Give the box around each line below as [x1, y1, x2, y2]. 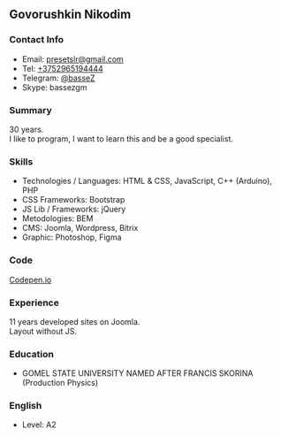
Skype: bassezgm [21, 81, 87, 92]
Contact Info [9, 34, 65, 46]
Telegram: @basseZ [21, 73, 95, 83]
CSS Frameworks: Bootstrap [21, 195, 125, 205]
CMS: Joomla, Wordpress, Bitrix [21, 223, 139, 234]
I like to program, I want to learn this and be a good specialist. [9, 133, 234, 144]
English [9, 400, 42, 412]
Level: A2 [21, 419, 57, 430]
